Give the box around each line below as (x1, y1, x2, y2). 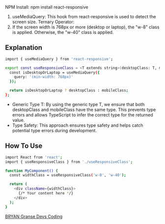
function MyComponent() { (5, 168, 58, 173)
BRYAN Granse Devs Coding (5, 213, 63, 219)
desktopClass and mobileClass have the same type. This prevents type (12, 107, 156, 112)
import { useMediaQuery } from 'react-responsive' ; (5, 56, 113, 61)
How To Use (5, 142, 43, 150)
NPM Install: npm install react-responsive (5, 4, 88, 10)
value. (12, 117, 25, 123)
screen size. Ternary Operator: (12, 19, 75, 25)
